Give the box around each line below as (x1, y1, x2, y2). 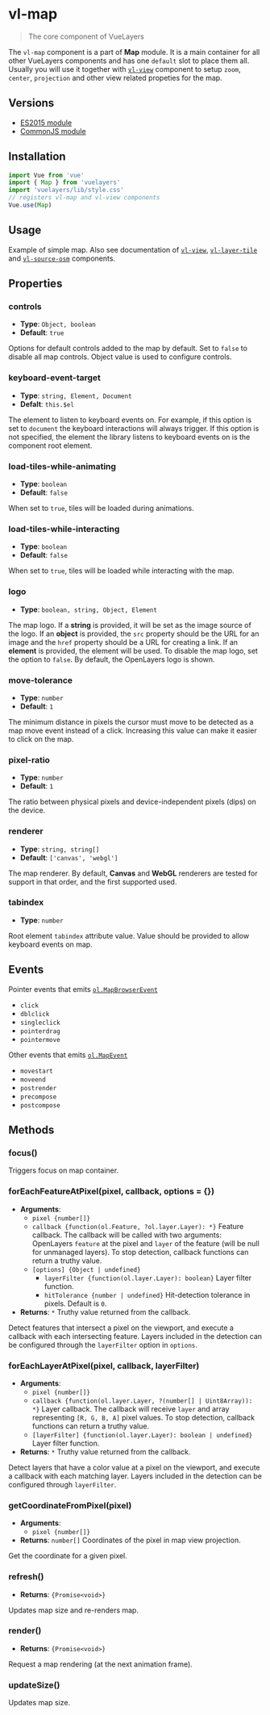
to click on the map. (8, 734, 74, 743)
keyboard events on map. (8, 939, 93, 949)
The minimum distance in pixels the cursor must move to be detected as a (8, 717, 254, 726)
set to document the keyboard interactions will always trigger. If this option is (8, 423, 260, 433)
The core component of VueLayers (27, 31, 145, 41)
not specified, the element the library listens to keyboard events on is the (8, 432, 251, 441)
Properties (8, 277, 63, 291)
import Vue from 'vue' (8, 171, 85, 179)
